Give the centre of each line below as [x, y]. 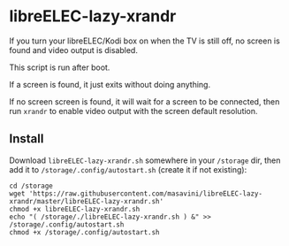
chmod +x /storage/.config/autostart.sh [85, 232]
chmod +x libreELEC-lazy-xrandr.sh [75, 209]
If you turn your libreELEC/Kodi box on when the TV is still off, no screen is [144, 41]
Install [27, 139]
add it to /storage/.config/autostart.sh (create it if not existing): [128, 169]
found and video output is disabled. [74, 50]
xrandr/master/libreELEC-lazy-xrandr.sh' [87, 201]
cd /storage [31, 186]
